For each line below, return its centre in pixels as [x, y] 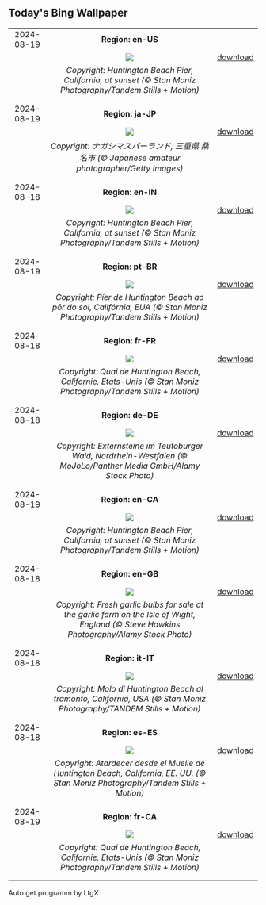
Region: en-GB [129, 573]
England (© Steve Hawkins [129, 624]
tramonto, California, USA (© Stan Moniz [130, 699]
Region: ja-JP [130, 113]
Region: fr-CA [130, 816]
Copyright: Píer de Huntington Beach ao [129, 297]
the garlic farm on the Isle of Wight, [130, 614]
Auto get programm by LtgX [53, 892]
